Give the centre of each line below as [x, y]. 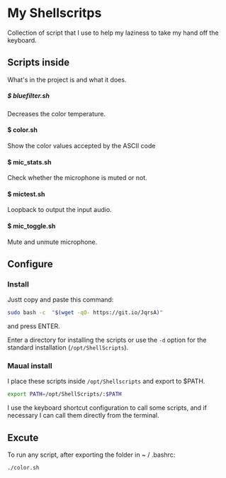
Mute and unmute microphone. [52, 242]
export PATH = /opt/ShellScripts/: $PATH [64, 394]
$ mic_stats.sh [29, 162]
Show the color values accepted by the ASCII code [81, 145]
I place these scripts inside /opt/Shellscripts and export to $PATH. [106, 382]
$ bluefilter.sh [29, 96]
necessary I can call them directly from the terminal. [83, 416]
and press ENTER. [34, 326]
